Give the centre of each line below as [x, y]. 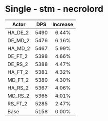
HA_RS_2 [18, 87]
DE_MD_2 [19, 40]
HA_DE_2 [18, 33]
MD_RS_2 [19, 96]
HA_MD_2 [19, 48]
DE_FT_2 [18, 56]
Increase [63, 24]
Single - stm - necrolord [54, 9]
